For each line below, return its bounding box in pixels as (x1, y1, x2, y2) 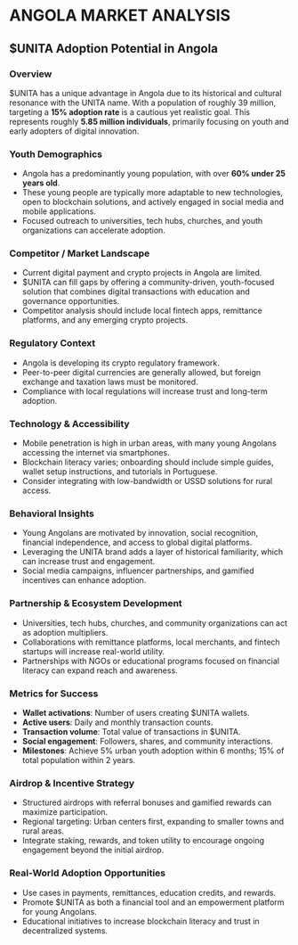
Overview (9, 68, 52, 80)
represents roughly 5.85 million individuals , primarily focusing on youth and (9, 116, 289, 127)
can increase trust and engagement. (21, 556, 156, 567)
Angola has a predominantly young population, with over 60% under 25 (21, 168, 286, 179)
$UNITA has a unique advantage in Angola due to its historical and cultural (9, 87, 282, 98)
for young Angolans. (21, 906, 98, 916)
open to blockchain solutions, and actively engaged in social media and (21, 197, 285, 208)
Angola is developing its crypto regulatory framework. (21, 357, 220, 368)
